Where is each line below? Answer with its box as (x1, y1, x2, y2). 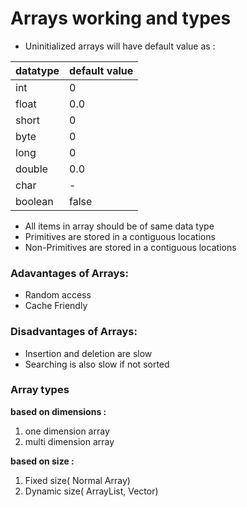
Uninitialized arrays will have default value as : (24, 40, 216, 52)
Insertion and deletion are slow (24, 347, 153, 359)
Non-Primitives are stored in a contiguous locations (24, 241, 237, 253)
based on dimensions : (10, 405, 107, 417)
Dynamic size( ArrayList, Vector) (24, 485, 159, 497)
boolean (15, 194, 54, 208)
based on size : (10, 455, 75, 467)
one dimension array (24, 425, 110, 437)
